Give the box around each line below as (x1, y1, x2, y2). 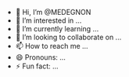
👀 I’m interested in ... (15, 16, 82, 25)
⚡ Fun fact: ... (15, 61, 59, 71)
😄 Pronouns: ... (15, 53, 66, 62)
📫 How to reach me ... (15, 42, 88, 50)
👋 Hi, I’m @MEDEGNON (15, 8, 91, 16)
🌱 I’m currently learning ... (15, 24, 99, 33)
